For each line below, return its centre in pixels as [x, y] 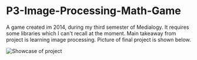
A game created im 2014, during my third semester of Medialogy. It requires [98, 27]
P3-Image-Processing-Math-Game [94, 11]
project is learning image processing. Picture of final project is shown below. [98, 39]
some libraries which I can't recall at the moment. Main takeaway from [91, 33]
